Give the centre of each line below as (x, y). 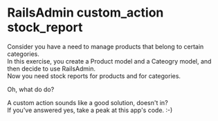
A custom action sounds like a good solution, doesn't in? (88, 102)
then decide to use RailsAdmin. (51, 68)
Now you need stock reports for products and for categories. (94, 76)
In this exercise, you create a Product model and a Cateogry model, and (109, 61)
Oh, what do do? (31, 89)
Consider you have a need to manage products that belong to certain (106, 46)
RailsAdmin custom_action (85, 13)
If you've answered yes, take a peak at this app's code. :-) (90, 110)
